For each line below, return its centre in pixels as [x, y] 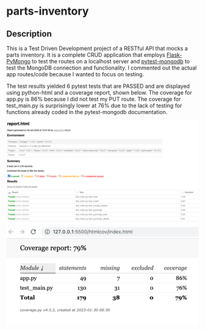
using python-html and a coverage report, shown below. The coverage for [99, 92]
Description [29, 34]
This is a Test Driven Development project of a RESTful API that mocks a [97, 48]
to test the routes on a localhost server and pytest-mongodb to [111, 61]
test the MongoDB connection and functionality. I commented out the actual [102, 68]
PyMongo [19, 61]
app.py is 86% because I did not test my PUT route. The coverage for [94, 99]
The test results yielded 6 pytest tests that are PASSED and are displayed [98, 86]
